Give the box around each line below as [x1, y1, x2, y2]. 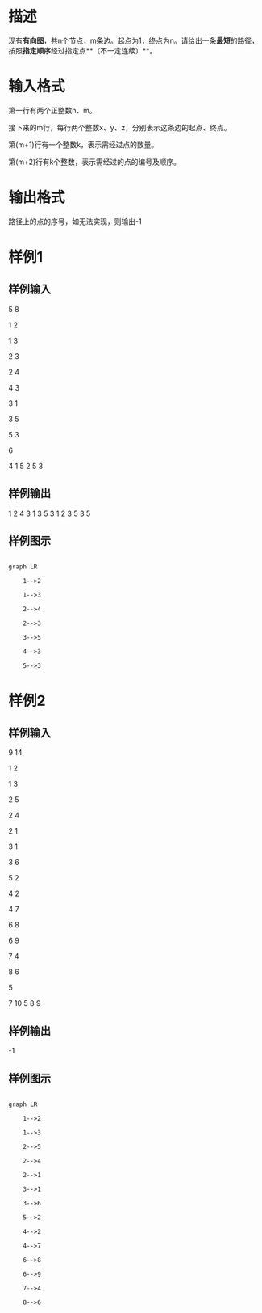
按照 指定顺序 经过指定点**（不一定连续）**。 [8, 45, 157, 55]
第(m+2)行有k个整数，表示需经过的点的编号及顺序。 [8, 157, 181, 167]
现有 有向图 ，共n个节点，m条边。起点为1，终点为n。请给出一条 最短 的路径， [8, 36, 260, 45]
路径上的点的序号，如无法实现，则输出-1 [8, 216, 143, 226]
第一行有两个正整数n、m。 [8, 105, 97, 115]
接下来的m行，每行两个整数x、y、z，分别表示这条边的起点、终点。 [8, 122, 231, 132]
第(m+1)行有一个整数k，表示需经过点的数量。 [8, 139, 159, 150]
